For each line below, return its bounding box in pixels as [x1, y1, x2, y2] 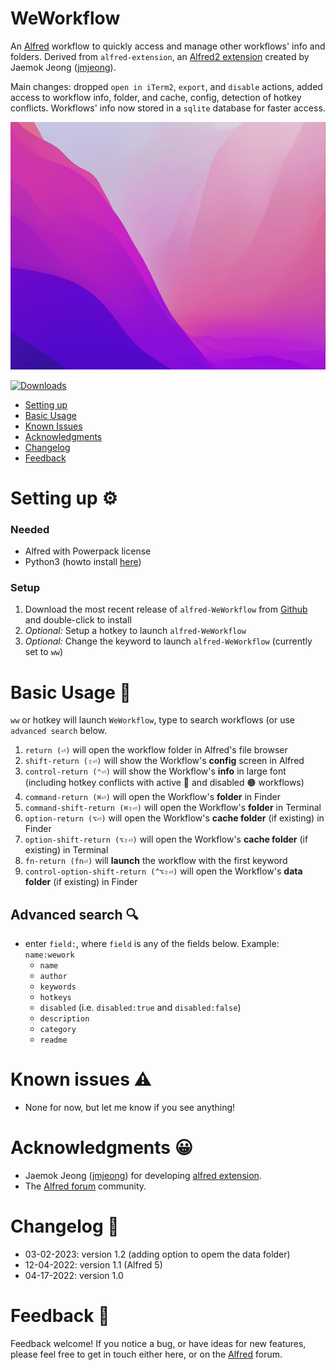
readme [39, 1035, 68, 1046]
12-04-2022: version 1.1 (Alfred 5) [24, 1258, 163, 1271]
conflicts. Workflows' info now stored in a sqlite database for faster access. [10, 102, 326, 114]
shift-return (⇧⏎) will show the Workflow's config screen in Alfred [24, 755, 305, 767]
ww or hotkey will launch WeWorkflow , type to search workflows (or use [10, 714, 295, 726]
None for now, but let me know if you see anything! [24, 1102, 236, 1114]
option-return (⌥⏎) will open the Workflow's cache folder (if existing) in [24, 812, 325, 824]
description [39, 1014, 90, 1024]
